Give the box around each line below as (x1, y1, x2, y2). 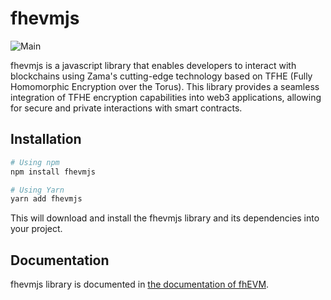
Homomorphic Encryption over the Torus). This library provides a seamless (10, 80, 320, 92)
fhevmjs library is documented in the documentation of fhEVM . (10, 278, 270, 291)
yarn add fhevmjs (10, 194, 83, 204)
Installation (10, 131, 82, 148)
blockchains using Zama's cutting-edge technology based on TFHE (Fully (10, 70, 313, 82)
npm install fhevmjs (10, 167, 97, 177)
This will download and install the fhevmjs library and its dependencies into (10, 212, 320, 224)
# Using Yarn (10, 185, 65, 195)
